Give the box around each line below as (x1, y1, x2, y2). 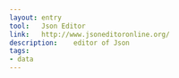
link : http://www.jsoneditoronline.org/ (9, 30, 170, 39)
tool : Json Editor (9, 22, 87, 30)
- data (9, 55, 34, 64)
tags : (9, 47, 30, 56)
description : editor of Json (9, 38, 130, 48)
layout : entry (9, 13, 63, 22)
